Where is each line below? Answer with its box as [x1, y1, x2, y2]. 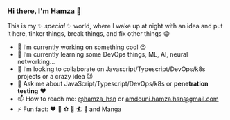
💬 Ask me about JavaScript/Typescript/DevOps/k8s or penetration [17, 79, 209, 88]
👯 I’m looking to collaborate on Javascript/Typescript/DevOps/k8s [17, 65, 206, 73]
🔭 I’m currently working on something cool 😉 [17, 43, 147, 51]
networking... [17, 58, 55, 66]
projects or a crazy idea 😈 [17, 72, 94, 81]
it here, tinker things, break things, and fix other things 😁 [7, 30, 170, 38]
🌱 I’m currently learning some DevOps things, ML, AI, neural [17, 50, 188, 59]
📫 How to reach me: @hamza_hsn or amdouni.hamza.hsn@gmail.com [17, 94, 219, 103]
